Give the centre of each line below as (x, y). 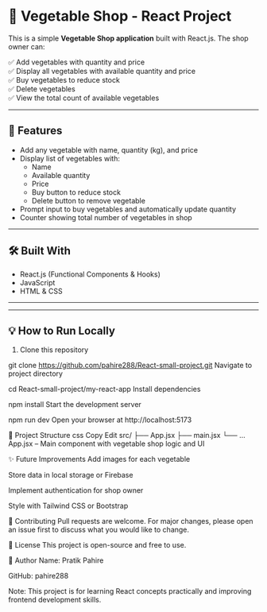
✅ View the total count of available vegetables (84, 98)
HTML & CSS (41, 291)
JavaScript (37, 282)
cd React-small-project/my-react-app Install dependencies (104, 389)
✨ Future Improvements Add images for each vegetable (99, 459)
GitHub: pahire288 (39, 576)
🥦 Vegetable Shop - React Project (120, 16)
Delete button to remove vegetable (88, 200)
